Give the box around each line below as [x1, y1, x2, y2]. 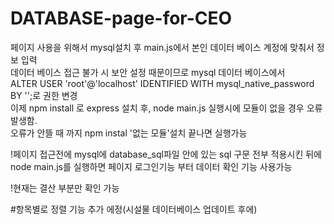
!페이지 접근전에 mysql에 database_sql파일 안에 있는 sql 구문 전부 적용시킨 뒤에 [10, 148, 322, 160]
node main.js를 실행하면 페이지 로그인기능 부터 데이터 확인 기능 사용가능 [10, 160, 293, 172]
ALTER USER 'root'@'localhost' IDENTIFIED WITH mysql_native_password [10, 77, 315, 89]
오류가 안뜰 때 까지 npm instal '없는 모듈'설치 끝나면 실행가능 [10, 127, 248, 139]
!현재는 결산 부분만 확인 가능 [10, 182, 120, 194]
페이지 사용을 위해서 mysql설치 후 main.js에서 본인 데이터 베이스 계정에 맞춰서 [10, 41, 315, 53]
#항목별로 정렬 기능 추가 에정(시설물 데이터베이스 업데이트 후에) [10, 203, 258, 215]
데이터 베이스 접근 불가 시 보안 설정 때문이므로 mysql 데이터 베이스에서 [10, 66, 286, 78]
